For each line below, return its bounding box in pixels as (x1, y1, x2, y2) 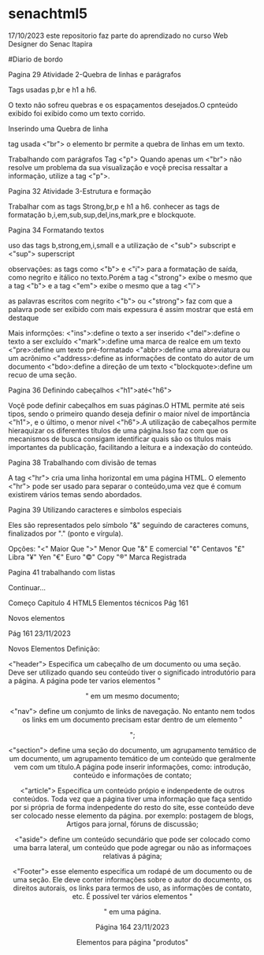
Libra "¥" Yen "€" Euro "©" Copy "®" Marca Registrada (8, 552, 187, 562)
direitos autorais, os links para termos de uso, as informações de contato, (13, 883, 252, 893)
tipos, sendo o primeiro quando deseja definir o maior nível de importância (8, 409, 251, 418)
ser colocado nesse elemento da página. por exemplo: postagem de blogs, (10, 811, 255, 820)
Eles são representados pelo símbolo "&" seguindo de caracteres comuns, (8, 520, 250, 530)
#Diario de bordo (8, 54, 63, 64)
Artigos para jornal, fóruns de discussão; (66, 819, 199, 828)
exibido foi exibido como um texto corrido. (8, 108, 146, 118)
